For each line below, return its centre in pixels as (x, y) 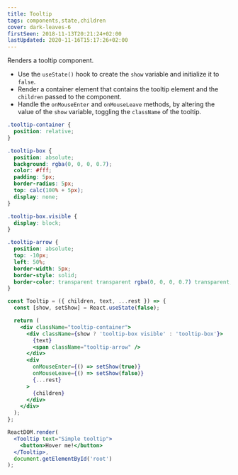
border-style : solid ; (46, 275)
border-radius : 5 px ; (44, 184)
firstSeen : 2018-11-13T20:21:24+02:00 (64, 34)
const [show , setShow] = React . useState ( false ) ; (87, 308)
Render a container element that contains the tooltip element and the (118, 89)
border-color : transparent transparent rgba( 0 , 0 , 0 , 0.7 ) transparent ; (123, 282)
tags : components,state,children (57, 21)
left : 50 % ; (30, 262)
